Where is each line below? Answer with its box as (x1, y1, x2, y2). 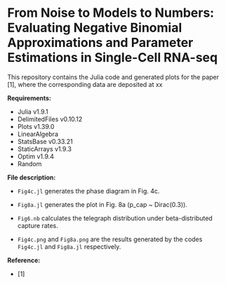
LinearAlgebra (17, 130, 58, 138)
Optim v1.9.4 (17, 152, 55, 161)
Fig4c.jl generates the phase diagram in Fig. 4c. (17, 187, 160, 195)
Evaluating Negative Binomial (7, 20, 182, 36)
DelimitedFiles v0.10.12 (17, 114, 83, 123)
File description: (7, 173, 56, 182)
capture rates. (17, 221, 58, 229)
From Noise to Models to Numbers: (7, 5, 215, 21)
